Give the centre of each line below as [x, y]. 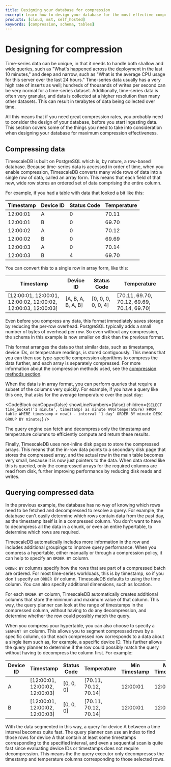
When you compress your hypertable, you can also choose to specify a [80, 625]
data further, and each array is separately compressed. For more [73, 363]
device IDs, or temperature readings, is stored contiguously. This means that [85, 352]
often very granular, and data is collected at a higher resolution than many [83, 96]
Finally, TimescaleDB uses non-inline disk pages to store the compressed [82, 444]
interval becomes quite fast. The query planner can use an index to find [80, 732]
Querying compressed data [50, 493]
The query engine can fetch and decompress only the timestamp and [78, 429]
